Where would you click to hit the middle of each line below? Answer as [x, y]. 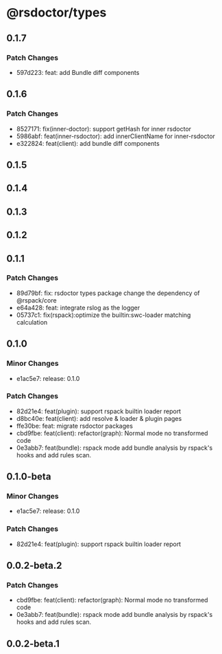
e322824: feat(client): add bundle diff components [88, 143]
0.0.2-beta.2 [34, 566]
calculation [32, 322]
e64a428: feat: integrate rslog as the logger [78, 307]
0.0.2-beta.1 [33, 643]
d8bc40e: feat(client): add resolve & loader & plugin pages [99, 418]
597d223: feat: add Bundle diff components [78, 72]
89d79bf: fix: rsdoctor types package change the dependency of [108, 293]
